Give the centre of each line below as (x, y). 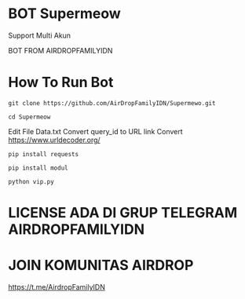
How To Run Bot (61, 82)
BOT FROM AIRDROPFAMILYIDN (60, 50)
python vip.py (31, 181)
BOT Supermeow (65, 14)
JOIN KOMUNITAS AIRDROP (101, 266)
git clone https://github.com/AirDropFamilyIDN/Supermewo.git (112, 103)
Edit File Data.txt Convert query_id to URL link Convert (95, 131)
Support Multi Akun (40, 35)
